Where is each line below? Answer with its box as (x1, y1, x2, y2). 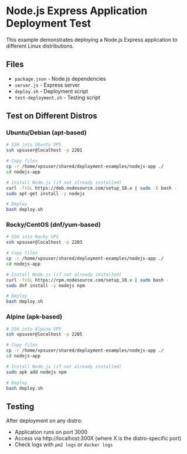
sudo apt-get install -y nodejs (6, 190, 85, 197)
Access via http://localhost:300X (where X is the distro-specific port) (14, 435, 182, 442)
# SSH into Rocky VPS (6, 234, 59, 240)
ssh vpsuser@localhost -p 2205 (6, 332, 83, 337)
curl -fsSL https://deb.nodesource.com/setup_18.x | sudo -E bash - (6, 185, 177, 191)
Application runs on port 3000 (14, 429, 88, 436)
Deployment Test (6, 16, 91, 30)
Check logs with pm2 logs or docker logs (14, 441, 113, 448)
